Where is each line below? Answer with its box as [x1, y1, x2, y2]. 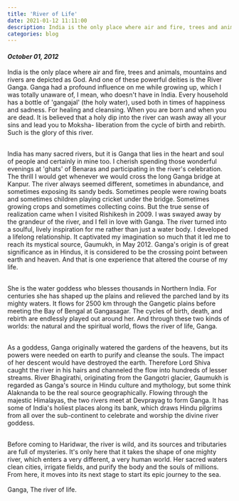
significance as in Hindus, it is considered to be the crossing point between [7, 248, 228, 257]
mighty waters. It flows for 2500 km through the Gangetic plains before [7, 299, 216, 308]
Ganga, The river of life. [7, 485, 77, 494]
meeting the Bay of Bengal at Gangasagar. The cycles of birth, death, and [7, 307, 223, 316]
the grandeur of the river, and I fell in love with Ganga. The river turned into [7, 217, 227, 226]
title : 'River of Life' [7, 10, 78, 18]
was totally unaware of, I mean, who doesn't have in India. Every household [7, 90, 228, 99]
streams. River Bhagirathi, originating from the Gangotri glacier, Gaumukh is [7, 374, 229, 382]
